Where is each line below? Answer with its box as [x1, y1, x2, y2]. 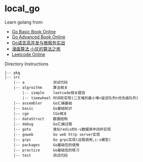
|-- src [4, 75, 21, 80]
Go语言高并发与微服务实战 [11, 40, 65, 46]
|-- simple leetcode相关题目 [22, 90, 86, 95]
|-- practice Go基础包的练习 [13, 148, 80, 153]
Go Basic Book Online [11, 28, 56, 34]
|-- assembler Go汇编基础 [13, 101, 72, 106]
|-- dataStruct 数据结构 [13, 116, 68, 121]
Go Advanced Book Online [11, 34, 66, 40]
